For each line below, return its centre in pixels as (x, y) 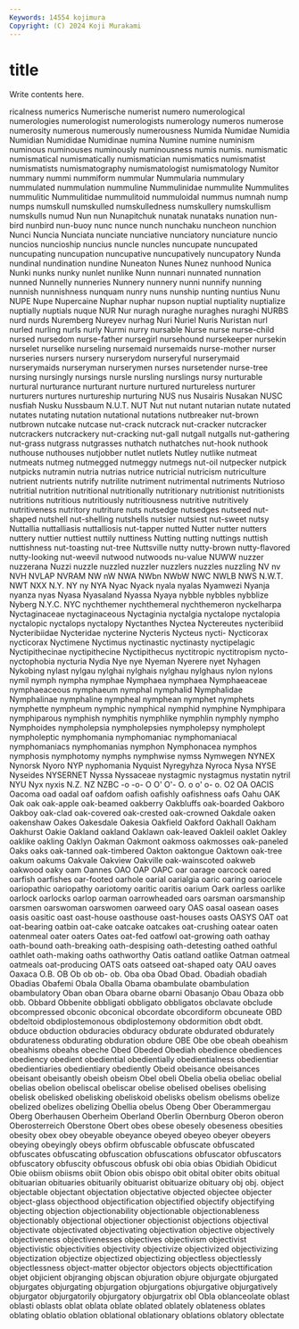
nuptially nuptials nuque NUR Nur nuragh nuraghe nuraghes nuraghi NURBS (149, 311)
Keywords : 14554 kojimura (57, 17)
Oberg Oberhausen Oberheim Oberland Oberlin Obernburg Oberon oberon (146, 1117)
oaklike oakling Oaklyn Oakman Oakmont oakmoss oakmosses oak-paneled (149, 842)
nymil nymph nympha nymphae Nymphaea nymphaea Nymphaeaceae (138, 681)
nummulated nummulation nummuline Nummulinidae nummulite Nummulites (149, 187)
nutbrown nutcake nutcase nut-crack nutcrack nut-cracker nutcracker (138, 425)
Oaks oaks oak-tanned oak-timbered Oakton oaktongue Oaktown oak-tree (146, 851)
